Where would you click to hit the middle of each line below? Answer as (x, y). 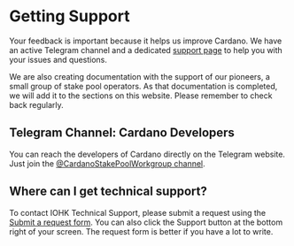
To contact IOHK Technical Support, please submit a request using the (138, 212)
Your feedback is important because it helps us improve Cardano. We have (146, 41)
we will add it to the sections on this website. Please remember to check (141, 96)
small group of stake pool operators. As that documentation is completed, (143, 86)
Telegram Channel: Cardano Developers (122, 133)
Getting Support (70, 16)
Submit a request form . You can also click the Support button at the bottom (146, 222)
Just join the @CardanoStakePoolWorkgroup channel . (107, 163)
